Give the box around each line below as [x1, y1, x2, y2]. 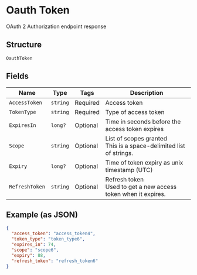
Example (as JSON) [6, 209, 78, 219]
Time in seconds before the [105, 118, 181, 126]
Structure [6, 40, 42, 50]
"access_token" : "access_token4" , [11, 231, 96, 237]
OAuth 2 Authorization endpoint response [6, 23, 107, 30]
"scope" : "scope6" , [11, 247, 59, 253]
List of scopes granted [105, 134, 167, 142]
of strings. [105, 149, 134, 157]
